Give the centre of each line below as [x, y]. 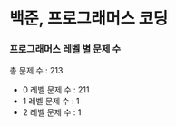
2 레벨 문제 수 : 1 [52, 112]
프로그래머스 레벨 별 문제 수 [65, 49]
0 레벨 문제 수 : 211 [56, 90]
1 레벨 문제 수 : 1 [51, 102]
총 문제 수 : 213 [36, 71]
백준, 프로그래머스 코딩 [89, 19]
